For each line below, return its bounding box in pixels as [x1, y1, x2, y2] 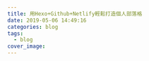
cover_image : [7, 43, 46, 50]
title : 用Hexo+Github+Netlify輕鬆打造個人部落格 [7, 10, 143, 18]
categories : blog [7, 23, 59, 30]
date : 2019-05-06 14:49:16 [7, 17, 87, 24]
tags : [7, 29, 23, 37]
